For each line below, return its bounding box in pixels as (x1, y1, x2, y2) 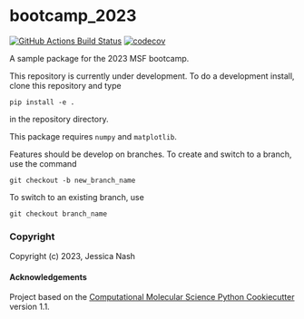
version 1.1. (9, 301, 50, 313)
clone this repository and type (9, 80, 122, 91)
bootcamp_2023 (9, 5, 137, 26)
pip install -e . (9, 97, 75, 107)
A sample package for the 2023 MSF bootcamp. (9, 53, 190, 63)
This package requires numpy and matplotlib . (9, 130, 177, 141)
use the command (9, 158, 77, 169)
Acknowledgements (9, 271, 88, 282)
